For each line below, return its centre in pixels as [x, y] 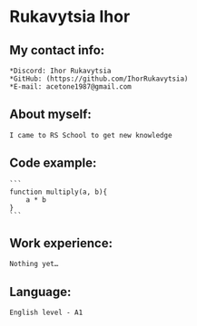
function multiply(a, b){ [58, 192]
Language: [40, 292]
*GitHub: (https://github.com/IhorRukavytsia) [99, 79]
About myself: [51, 115]
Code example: [53, 163]
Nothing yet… [34, 264]
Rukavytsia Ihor [70, 17]
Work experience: [61, 243]
